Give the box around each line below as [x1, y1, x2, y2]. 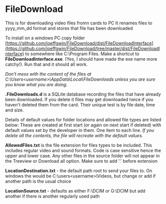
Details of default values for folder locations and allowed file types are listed [5, 116, 162, 122]
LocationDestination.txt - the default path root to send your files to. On [5, 168, 153, 174]
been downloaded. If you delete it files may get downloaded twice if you [5, 96, 154, 102]
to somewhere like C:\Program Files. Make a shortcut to [25, 51, 140, 57]
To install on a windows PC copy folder [5, 35, 85, 41]
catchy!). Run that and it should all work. [5, 61, 88, 67]
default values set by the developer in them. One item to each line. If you [5, 127, 155, 133]
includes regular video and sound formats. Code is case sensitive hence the [5, 147, 161, 153]
